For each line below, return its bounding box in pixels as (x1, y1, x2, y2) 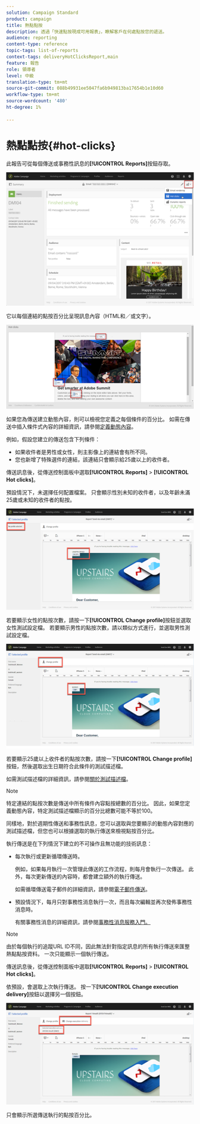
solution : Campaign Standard (6, 10, 79, 16)
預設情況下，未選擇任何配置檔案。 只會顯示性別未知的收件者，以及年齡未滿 (6, 488, 190, 496)
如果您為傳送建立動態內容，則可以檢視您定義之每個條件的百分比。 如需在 (6, 416, 185, 423)
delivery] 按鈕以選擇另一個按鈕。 (6, 990, 86, 998)
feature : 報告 (6, 60, 40, 66)
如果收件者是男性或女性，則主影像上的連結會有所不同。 (14, 448, 151, 456)
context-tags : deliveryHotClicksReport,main (6, 54, 118, 60)
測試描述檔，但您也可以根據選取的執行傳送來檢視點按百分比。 (6, 827, 158, 834)
